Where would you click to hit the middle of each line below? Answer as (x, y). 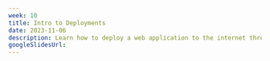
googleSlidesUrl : (37, 45)
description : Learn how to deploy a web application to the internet (127, 38)
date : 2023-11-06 (37, 30)
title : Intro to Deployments (57, 23)
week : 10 (23, 15)
